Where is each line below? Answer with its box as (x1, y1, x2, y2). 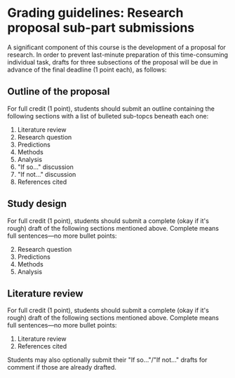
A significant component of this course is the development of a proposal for (7, 43, 227, 51)
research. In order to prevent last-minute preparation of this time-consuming (7, 50, 229, 59)
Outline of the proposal (7, 86, 110, 97)
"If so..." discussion (17, 163, 74, 171)
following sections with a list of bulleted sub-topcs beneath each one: (7, 112, 209, 120)
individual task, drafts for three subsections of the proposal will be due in (7, 58, 218, 66)
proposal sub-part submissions (7, 20, 195, 36)
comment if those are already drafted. (7, 363, 117, 372)
